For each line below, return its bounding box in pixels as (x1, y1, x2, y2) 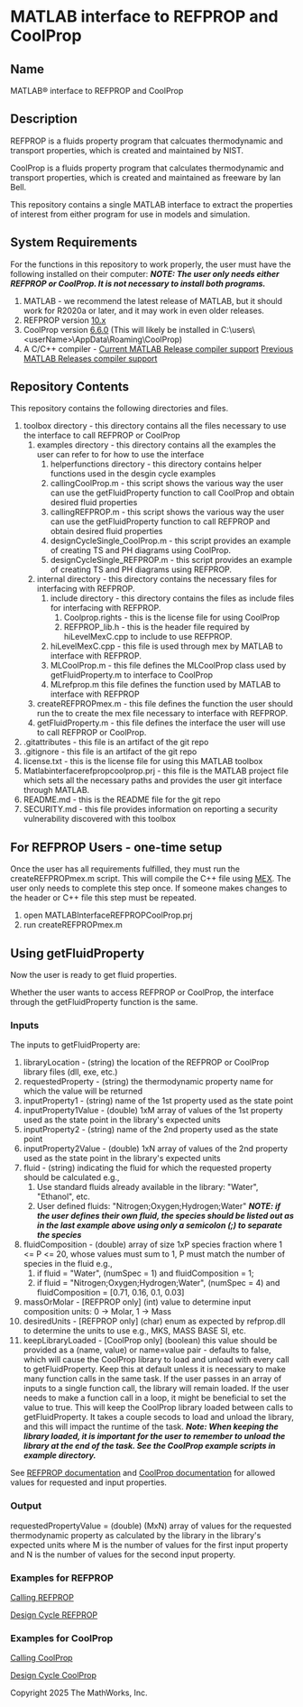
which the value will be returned (23, 1085, 143, 1097)
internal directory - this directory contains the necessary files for (36, 574, 278, 585)
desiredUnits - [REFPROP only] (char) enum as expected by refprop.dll (23, 1315, 286, 1327)
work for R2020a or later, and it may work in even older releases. (23, 305, 265, 316)
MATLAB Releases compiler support (23, 353, 158, 364)
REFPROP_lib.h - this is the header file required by (63, 622, 251, 632)
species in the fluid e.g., (23, 1259, 113, 1269)
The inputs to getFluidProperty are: (10, 1039, 141, 1050)
